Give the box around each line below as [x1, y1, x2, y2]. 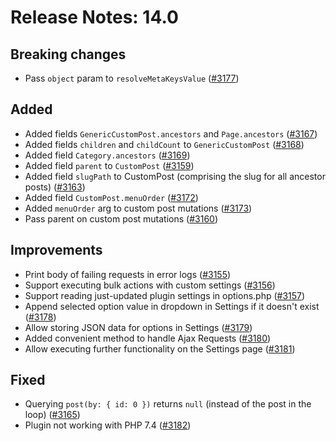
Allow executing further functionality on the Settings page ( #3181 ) [24, 342, 296, 355]
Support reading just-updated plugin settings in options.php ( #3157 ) [24, 289, 306, 301]
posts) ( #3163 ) [24, 181, 86, 193]
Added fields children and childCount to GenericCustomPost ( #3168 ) [24, 138, 305, 150]
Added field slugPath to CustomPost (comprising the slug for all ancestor [24, 170, 326, 182]
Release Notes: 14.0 [10, 6, 179, 29]
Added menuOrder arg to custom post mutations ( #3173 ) [24, 202, 253, 214]
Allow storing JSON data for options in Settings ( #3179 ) [24, 321, 253, 333]
